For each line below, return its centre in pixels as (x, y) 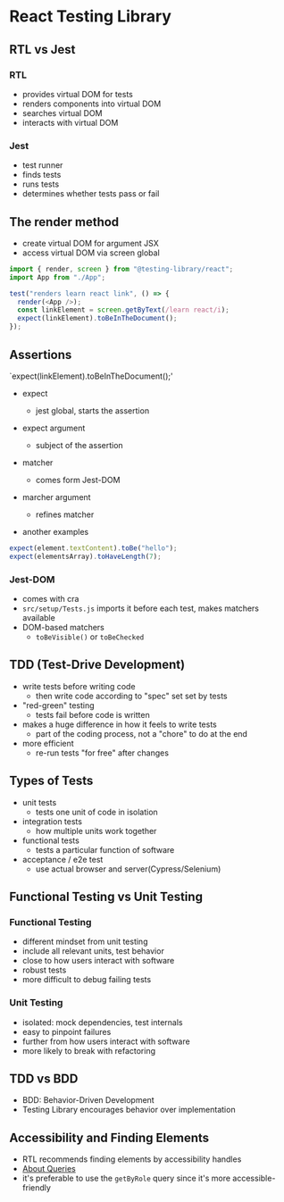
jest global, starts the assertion (92, 410)
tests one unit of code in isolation (96, 812)
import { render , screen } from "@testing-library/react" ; (121, 269)
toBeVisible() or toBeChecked (90, 637)
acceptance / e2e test (63, 859)
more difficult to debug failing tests (87, 980)
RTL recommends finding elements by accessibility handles (132, 1159)
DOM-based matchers (63, 627)
